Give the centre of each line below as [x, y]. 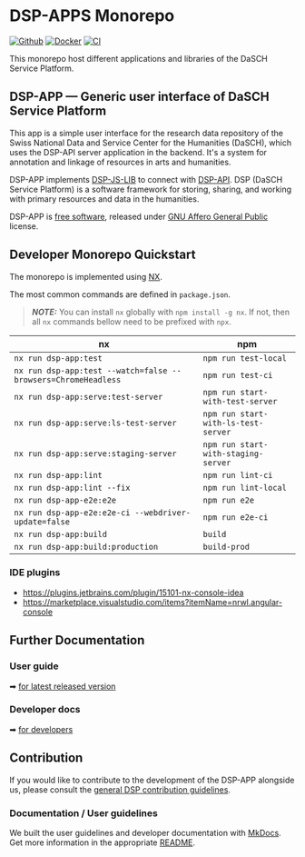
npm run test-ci [238, 375]
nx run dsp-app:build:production [86, 547]
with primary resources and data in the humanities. [104, 199]
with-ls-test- [233, 423]
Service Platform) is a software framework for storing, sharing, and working [151, 189]
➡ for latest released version [63, 686]
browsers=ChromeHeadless [68, 379]
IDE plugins [35, 573]
